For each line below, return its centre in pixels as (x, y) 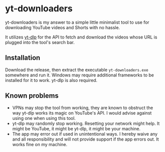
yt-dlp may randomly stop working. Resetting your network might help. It (86, 123)
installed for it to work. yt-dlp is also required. (51, 80)
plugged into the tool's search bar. (40, 42)
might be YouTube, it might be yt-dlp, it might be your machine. (76, 128)
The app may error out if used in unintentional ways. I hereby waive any (85, 134)
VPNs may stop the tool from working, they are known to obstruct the (83, 108)
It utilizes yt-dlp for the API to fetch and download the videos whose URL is (81, 37)
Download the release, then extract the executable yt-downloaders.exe (77, 70)
